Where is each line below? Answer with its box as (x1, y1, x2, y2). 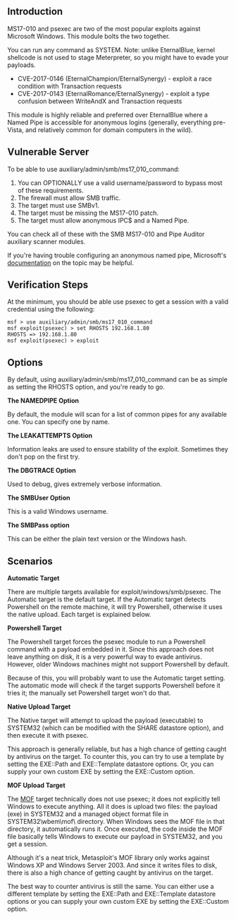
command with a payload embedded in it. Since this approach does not (7, 645, 214, 654)
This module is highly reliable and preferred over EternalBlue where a (7, 110, 208, 119)
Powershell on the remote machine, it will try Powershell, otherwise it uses (7, 603, 223, 611)
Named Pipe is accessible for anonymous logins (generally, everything (7, 118, 212, 126)
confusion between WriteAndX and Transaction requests (17, 97, 182, 105)
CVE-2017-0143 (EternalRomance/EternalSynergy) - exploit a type (17, 89, 210, 98)
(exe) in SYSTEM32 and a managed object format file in (7, 810, 169, 818)
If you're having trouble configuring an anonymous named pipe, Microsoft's (7, 251, 227, 259)
